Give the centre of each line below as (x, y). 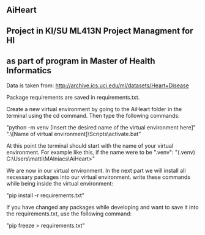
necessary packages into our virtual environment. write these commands (99, 177)
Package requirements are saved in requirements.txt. (73, 97)
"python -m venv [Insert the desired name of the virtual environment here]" (101, 127)
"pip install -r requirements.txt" (45, 195)
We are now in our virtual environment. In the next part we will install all (96, 170)
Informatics (29, 70)
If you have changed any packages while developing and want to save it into (102, 207)
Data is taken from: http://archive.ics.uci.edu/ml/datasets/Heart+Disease (98, 85)
